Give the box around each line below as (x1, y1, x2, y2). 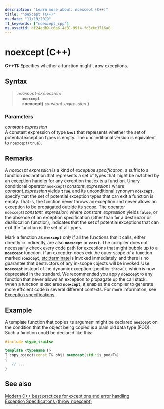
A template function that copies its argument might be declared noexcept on (5, 319, 158, 325)
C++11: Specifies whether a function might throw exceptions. (5, 63, 128, 69)
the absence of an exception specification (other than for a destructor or (5, 214, 151, 220)
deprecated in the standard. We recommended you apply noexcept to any (5, 271, 153, 277)
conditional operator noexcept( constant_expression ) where (5, 183, 125, 189)
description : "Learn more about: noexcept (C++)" (5, 7, 109, 12)
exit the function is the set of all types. (5, 224, 82, 230)
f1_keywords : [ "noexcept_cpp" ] (5, 21, 69, 26)
